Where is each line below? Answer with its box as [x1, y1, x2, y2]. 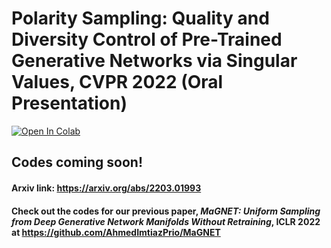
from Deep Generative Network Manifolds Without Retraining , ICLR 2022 [11, 215, 321, 227]
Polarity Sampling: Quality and [11, 7, 270, 30]
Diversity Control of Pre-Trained [11, 28, 283, 51]
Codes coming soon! [11, 154, 143, 171]
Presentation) [11, 92, 128, 115]
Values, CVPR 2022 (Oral [11, 71, 224, 94]
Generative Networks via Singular [11, 50, 298, 72]
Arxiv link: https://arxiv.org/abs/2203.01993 [11, 182, 202, 194]
